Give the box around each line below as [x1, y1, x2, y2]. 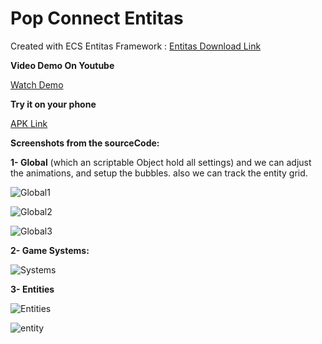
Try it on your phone [10, 98, 97, 110]
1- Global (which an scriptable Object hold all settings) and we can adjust [10, 156, 312, 168]
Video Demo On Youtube [10, 59, 115, 71]
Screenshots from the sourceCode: [10, 137, 160, 149]
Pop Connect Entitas [10, 7, 184, 30]
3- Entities [10, 283, 55, 295]
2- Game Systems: [10, 244, 90, 256]
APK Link [10, 117, 48, 129]
